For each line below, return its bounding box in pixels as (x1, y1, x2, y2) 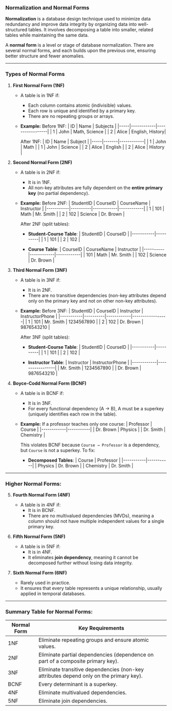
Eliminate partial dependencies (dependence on (38, 651, 154, 658)
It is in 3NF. (28, 400, 52, 406)
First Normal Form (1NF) (12, 82, 65, 88)
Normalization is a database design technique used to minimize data (5, 16, 151, 22)
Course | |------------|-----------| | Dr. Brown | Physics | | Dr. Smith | (20, 426, 166, 432)
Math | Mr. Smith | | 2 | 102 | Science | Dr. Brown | (20, 211, 125, 217)
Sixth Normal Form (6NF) (12, 569, 68, 576)
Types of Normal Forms (5, 71, 65, 78)
